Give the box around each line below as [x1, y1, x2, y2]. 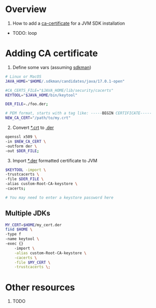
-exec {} [5, 241, 24, 247]
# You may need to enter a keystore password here [5, 195, 114, 200]
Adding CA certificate [5, 48, 98, 59]
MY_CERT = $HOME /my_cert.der [5, 222, 62, 227]
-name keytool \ [5, 236, 39, 241]
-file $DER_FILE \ [5, 176, 44, 182]
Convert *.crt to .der [12, 125, 54, 131]
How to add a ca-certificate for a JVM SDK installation [12, 20, 125, 26]
